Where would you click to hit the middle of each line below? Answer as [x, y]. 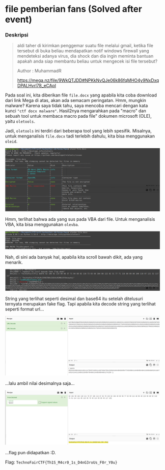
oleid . [11, 141]
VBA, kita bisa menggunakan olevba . [42, 225]
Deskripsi [17, 35]
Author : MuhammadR [39, 71]
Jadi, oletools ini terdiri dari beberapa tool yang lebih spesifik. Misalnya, [78, 131]
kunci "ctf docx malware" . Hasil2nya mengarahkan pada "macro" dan [76, 111]
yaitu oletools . [20, 121]
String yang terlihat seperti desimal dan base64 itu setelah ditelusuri [74, 299]
